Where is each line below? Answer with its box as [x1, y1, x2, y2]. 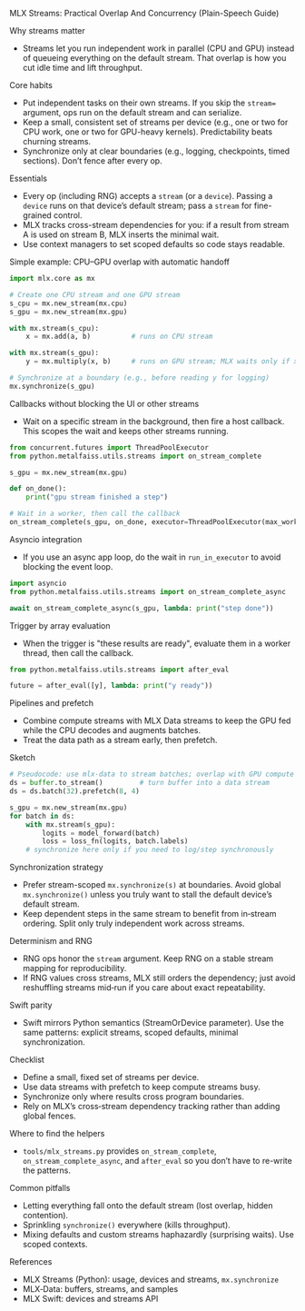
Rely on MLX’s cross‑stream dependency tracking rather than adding [22, 1101, 280, 1112]
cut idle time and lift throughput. [22, 63, 143, 73]
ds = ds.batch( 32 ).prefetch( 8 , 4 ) [9, 787, 141, 796]
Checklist [9, 1054, 45, 1066]
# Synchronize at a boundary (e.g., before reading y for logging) [9, 373, 271, 382]
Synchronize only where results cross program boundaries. [22, 1091, 245, 1102]
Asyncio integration [9, 533, 83, 544]
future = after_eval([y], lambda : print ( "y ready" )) [9, 681, 213, 690]
